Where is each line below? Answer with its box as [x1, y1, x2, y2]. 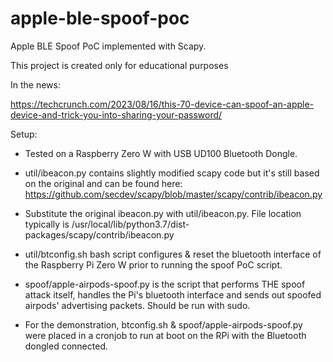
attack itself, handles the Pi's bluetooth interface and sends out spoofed [24, 288, 322, 301]
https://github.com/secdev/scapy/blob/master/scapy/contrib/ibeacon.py [24, 188, 323, 200]
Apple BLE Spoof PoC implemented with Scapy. [10, 40, 207, 52]
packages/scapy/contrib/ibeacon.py [24, 228, 175, 241]
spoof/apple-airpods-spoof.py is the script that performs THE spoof [24, 278, 306, 290]
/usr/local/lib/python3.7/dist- [71, 218, 190, 230]
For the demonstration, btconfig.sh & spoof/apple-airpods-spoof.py [24, 318, 303, 331]
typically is [24, 218, 70, 230]
